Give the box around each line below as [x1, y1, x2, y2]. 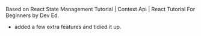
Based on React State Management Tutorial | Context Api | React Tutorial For [5, 6, 196, 12]
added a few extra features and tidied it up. [14, 24, 122, 30]
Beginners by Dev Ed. [5, 12, 60, 19]
